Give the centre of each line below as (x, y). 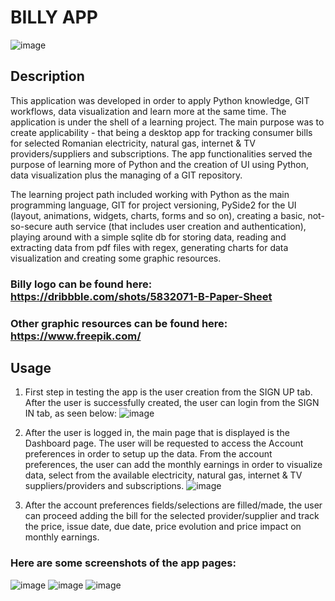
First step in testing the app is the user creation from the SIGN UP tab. (168, 392)
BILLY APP (54, 17)
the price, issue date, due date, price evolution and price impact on (163, 527)
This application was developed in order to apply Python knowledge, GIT (160, 100)
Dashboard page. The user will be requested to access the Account (164, 443)
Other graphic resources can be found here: (119, 323)
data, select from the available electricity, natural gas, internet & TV (163, 475)
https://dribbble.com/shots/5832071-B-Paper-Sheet (141, 296)
